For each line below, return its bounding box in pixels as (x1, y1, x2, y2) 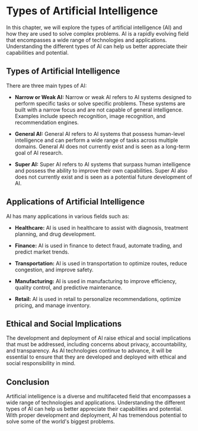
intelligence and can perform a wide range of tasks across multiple (14, 137, 178, 144)
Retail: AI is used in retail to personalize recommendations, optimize (14, 295, 181, 302)
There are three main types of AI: (6, 82, 87, 89)
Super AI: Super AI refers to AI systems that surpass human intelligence (14, 160, 191, 167)
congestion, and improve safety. (14, 266, 94, 273)
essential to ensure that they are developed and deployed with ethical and (6, 353, 187, 360)
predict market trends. (14, 248, 69, 255)
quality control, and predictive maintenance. (14, 284, 123, 291)
